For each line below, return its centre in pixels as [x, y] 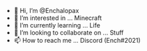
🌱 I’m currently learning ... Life [57, 25]
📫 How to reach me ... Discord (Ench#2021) [77, 40]
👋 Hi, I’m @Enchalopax [46, 11]
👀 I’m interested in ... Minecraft [58, 18]
